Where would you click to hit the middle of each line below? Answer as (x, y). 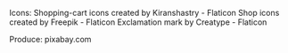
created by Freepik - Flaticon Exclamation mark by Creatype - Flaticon (138, 22)
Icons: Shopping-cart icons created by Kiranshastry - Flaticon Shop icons (144, 13)
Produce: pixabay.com (50, 39)
